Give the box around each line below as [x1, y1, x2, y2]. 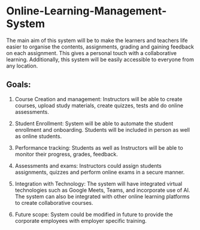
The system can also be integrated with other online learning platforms [14, 193, 190, 200]
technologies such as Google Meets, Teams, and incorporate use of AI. [14, 186, 190, 193]
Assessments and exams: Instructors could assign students [14, 162, 162, 169]
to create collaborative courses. [14, 199, 94, 206]
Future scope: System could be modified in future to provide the [14, 211, 174, 218]
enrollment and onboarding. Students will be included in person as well [14, 126, 190, 133]
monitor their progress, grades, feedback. [14, 150, 119, 158]
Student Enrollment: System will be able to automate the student [14, 120, 174, 127]
